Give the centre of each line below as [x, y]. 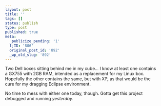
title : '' [15, 14]
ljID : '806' [22, 46]
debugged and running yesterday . [39, 99]
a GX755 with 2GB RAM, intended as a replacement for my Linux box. [75, 74]
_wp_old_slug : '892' [30, 55]
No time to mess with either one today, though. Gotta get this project [74, 93]
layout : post [18, 9]
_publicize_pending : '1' [35, 41]
